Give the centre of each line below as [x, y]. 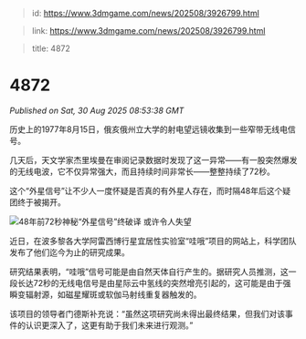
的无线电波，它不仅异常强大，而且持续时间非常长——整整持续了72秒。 [142, 171]
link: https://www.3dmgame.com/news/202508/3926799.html [148, 31]
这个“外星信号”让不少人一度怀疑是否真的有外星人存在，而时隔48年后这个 [146, 190]
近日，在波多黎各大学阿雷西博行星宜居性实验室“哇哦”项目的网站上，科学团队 [153, 241]
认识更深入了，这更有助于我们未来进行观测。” [109, 325]
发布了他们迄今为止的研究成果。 [69, 252]
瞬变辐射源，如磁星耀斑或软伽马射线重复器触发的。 [106, 294]
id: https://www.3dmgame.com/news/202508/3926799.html [146, 13]
